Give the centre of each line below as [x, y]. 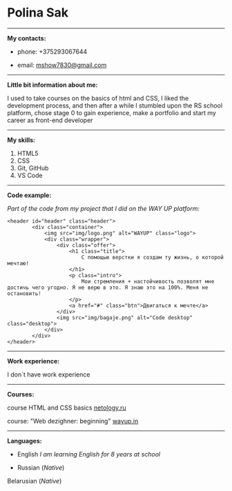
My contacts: [27, 38]
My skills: [21, 140]
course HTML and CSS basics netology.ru [67, 408]
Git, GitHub [33, 168]
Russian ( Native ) [41, 468]
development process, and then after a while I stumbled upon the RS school [115, 106]
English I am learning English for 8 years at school [89, 454]
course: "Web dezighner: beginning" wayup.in [73, 421]
